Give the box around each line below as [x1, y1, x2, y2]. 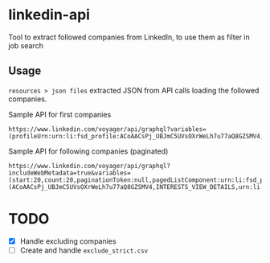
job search [8, 40, 44, 50]
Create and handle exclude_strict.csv [19, 245, 149, 255]
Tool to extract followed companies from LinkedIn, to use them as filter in [8, 32, 251, 42]
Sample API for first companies [8, 109, 112, 119]
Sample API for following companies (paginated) [8, 146, 169, 156]
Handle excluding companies [19, 236, 117, 246]
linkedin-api [8, 6, 91, 24]
